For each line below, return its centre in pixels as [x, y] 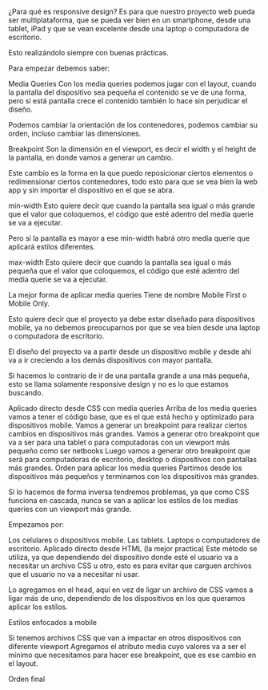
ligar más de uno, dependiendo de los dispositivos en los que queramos [127, 598]
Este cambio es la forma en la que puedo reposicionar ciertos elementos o [131, 173]
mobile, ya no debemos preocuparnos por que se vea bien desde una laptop [134, 327]
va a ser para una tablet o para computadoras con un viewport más [119, 442]
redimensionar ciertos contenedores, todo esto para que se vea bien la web [133, 181]
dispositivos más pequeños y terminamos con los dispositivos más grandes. [134, 476]
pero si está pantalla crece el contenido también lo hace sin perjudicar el [128, 101]
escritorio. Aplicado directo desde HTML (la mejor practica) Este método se [133, 548]
